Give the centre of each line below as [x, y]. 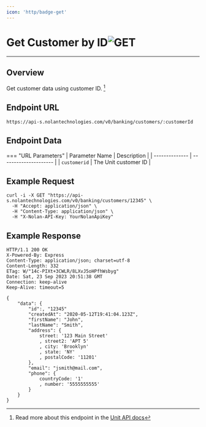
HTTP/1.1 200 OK [27, 250]
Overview [25, 72]
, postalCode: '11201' [68, 358]
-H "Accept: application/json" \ [55, 206]
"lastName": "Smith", [56, 325]
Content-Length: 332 [33, 266]
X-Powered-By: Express [35, 256]
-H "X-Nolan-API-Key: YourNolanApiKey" [63, 217]
